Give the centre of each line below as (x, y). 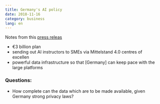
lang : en (14, 23)
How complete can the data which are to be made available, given (79, 91)
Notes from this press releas (34, 37)
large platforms (27, 68)
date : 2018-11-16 (23, 14)
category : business (25, 19)
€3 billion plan (26, 47)
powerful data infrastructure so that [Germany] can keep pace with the (83, 62)
